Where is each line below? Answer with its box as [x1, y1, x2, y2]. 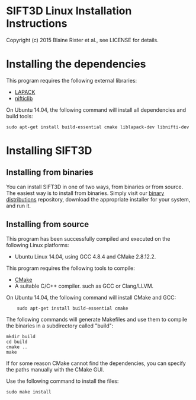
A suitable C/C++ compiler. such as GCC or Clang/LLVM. [14, 282, 154, 289]
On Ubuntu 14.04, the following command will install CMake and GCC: [6, 294, 176, 301]
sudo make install [6, 389, 52, 395]
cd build [6, 339, 28, 345]
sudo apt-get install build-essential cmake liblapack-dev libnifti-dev [6, 124, 189, 130]
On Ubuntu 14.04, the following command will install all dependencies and [6, 106, 187, 114]
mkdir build [6, 333, 36, 339]
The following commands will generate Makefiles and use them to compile [6, 316, 188, 323]
